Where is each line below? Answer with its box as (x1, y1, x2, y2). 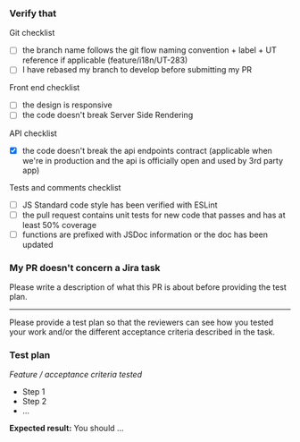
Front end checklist (9, 82, 80, 93)
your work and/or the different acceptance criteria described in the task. (9, 327, 275, 337)
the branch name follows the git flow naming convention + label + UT (21, 45, 277, 55)
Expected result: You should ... (9, 423, 124, 434)
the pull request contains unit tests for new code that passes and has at (21, 209, 286, 220)
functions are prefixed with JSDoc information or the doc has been (21, 229, 268, 240)
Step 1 (21, 387, 46, 397)
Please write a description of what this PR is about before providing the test (9, 282, 287, 293)
